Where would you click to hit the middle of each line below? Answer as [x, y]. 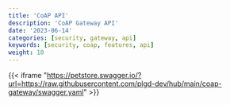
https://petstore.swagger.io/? [94, 75]
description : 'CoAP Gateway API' [63, 23]
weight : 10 [26, 52]
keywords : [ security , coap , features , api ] [81, 45]
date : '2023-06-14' [40, 30]
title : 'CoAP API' [38, 16]
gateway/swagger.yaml [46, 92]
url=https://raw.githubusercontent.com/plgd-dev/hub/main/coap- [115, 84]
